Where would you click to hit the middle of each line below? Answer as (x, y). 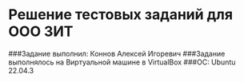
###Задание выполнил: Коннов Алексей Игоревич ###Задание (117, 53)
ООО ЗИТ (41, 31)
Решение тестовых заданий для (121, 15)
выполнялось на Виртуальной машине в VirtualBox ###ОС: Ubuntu (122, 62)
